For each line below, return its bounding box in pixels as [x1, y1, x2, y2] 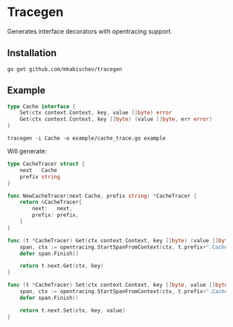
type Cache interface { [7, 103, 76, 110]
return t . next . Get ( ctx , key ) [19, 262, 104, 269]
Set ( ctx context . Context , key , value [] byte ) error [19, 109, 172, 117]
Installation [7, 47, 57, 59]
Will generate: [7, 147, 47, 156]
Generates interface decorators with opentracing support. [7, 27, 173, 35]
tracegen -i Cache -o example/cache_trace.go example [7, 135, 166, 142]
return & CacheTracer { [19, 199, 82, 206]
